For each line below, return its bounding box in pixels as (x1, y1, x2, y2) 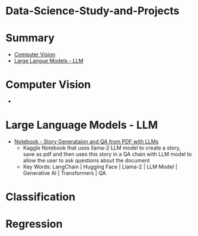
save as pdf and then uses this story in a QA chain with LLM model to (23, 151, 192, 158)
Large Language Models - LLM (5, 119, 158, 132)
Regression (5, 218, 63, 231)
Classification (5, 190, 75, 204)
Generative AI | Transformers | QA (23, 170, 106, 176)
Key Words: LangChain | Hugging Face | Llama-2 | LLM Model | (23, 163, 177, 170)
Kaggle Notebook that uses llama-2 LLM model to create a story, (23, 144, 181, 151)
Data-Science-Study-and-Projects (5, 4, 180, 18)
